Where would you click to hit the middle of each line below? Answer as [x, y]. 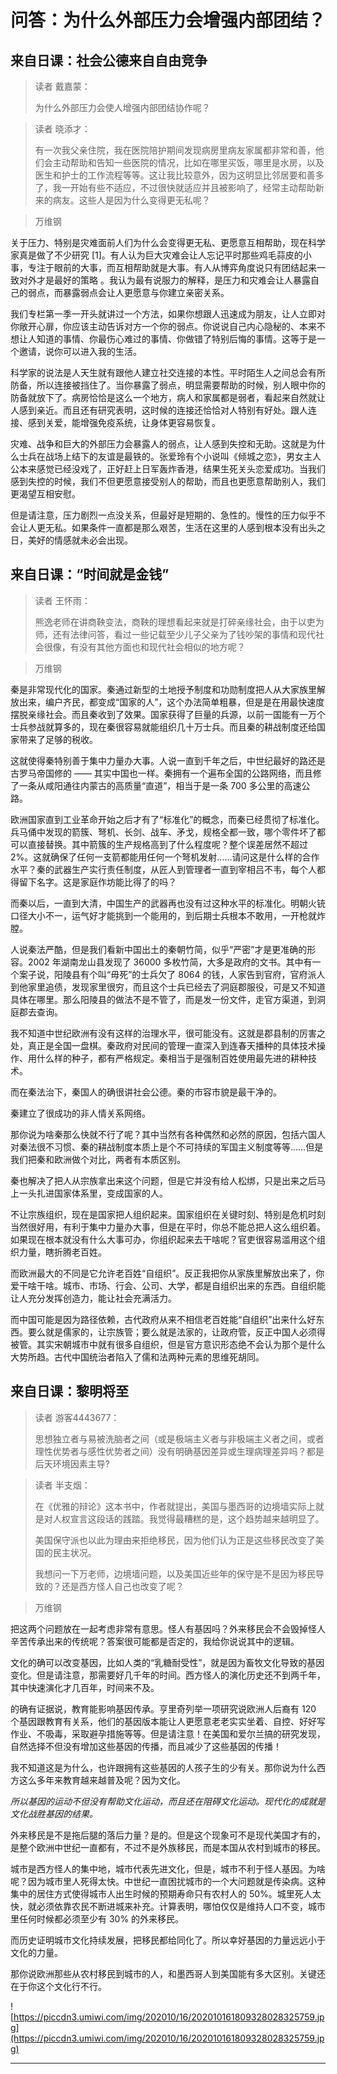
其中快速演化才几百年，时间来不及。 [85, 1687]
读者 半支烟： [62, 1485]
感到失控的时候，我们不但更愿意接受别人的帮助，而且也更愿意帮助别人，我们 [168, 481]
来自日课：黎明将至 [69, 1391]
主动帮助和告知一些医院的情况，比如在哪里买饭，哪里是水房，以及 [188, 162]
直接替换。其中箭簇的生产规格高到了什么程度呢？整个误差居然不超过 [167, 844]
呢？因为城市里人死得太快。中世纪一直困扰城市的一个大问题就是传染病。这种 [168, 1881]
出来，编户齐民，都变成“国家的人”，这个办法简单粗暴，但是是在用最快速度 [171, 702]
